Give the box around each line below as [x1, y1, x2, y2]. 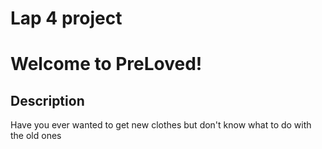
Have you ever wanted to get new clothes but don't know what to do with [10, 119, 312, 131]
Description [10, 92, 85, 109]
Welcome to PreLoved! [10, 53, 203, 76]
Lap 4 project [10, 7, 123, 30]
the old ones [10, 130, 62, 142]
